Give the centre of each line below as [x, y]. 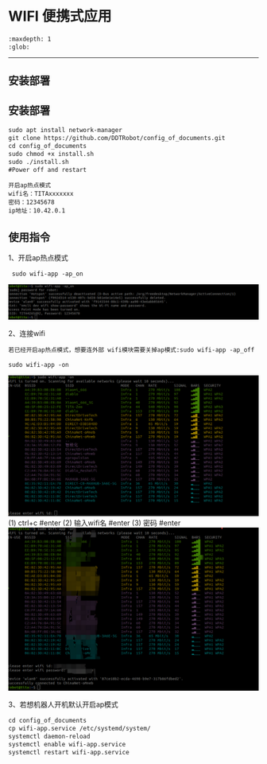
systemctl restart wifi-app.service [69, 752]
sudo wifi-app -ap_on [47, 274]
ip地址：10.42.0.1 [37, 211]
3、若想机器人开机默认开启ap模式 [64, 704]
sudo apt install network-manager [66, 131]
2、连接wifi [27, 333]
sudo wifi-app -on [39, 364]
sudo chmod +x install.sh [51, 154]
